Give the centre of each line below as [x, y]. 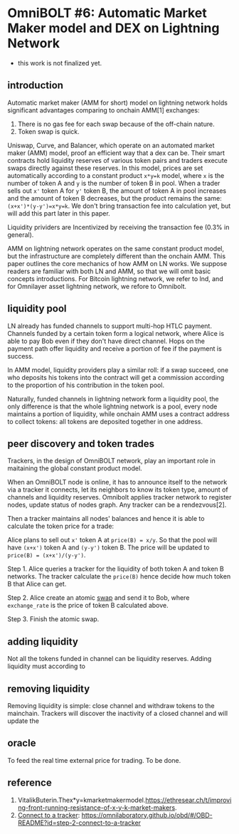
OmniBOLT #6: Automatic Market [107, 13]
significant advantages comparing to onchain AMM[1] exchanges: [103, 110]
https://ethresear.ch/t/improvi [188, 800]
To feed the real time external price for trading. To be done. [94, 760]
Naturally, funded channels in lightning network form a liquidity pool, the [113, 398]
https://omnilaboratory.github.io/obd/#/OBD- [147, 815]
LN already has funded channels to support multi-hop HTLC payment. [110, 326]
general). [21, 234]
